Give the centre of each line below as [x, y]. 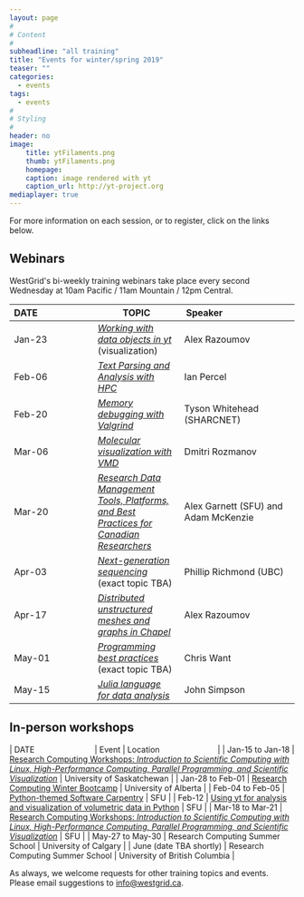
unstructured [125, 609]
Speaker [204, 312]
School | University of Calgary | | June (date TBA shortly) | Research [137, 845]
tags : [19, 93]
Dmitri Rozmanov [221, 452]
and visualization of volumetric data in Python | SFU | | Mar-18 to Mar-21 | [146, 807]
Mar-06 [31, 452]
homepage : [44, 170]
